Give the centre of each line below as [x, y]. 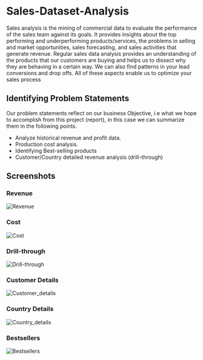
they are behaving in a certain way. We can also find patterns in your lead [98, 66]
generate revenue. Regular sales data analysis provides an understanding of [101, 53]
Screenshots [31, 176]
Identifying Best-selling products [56, 150]
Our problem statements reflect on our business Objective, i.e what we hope [101, 113]
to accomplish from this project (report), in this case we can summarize [95, 119]
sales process [24, 79]
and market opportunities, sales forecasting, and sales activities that [92, 47]
